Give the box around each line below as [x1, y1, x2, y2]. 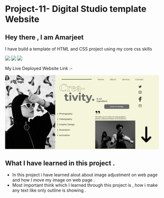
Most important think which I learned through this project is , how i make [12, 182, 158, 188]
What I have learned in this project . [5, 159, 115, 167]
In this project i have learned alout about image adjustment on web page [12, 172, 158, 178]
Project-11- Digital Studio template [5, 3, 146, 15]
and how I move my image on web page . [12, 177, 95, 183]
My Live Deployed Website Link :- [5, 66, 73, 71]
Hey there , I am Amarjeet [5, 33, 84, 41]
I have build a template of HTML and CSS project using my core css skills [5, 46, 152, 52]
